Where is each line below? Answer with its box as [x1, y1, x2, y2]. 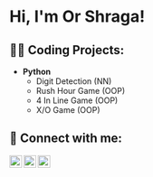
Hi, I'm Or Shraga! [9, 6, 146, 27]
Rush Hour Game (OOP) [35, 86, 126, 96]
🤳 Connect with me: [9, 131, 122, 146]
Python [22, 66, 52, 77]
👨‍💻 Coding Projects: [9, 42, 125, 58]
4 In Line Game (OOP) [35, 95, 119, 106]
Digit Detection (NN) [35, 76, 112, 87]
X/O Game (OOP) [35, 105, 101, 115]
